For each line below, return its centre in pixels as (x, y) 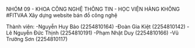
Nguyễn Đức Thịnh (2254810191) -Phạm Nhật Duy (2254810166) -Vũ (96, 33)
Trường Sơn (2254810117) (37, 39)
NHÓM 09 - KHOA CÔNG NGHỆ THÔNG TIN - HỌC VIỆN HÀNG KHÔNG (93, 9)
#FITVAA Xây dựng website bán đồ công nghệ (62, 15)
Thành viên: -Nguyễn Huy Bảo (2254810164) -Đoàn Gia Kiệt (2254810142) (96, 27)
